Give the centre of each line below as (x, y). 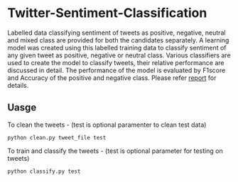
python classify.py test (44, 171)
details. (18, 85)
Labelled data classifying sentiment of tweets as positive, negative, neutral (117, 33)
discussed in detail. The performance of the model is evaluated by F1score (117, 70)
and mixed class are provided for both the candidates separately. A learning (118, 40)
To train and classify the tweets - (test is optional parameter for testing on (115, 151)
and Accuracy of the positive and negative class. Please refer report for (112, 78)
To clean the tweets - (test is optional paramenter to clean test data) (107, 125)
